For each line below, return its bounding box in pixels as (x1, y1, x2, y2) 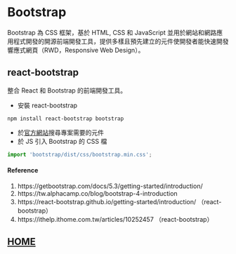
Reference (7, 166, 39, 175)
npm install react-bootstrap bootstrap (7, 115, 124, 122)
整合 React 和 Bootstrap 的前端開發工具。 (7, 86, 127, 95)
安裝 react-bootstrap (17, 101, 78, 109)
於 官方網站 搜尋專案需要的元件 (17, 128, 104, 137)
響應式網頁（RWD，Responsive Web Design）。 (7, 46, 145, 54)
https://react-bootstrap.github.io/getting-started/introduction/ (17, 197, 197, 206)
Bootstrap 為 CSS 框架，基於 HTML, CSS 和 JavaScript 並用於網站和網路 (7, 28, 217, 36)
